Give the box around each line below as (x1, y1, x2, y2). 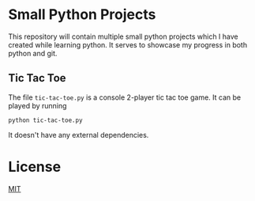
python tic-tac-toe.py (8, 116, 83, 124)
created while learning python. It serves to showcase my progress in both (8, 40, 247, 49)
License (8, 157, 62, 176)
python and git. (8, 48, 58, 58)
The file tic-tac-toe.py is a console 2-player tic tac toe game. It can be (8, 93, 242, 102)
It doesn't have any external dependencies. (8, 130, 149, 139)
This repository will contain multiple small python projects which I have (8, 32, 238, 41)
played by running (8, 100, 67, 110)
